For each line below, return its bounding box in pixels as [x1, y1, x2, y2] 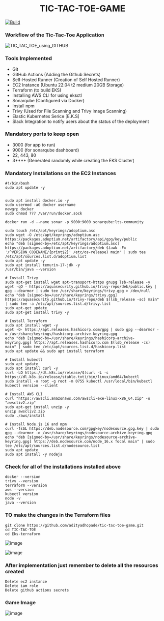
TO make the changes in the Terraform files [5, 512, 111, 519]
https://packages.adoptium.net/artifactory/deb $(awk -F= [5, 245, 126, 251]
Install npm [12, 103, 35, 109]
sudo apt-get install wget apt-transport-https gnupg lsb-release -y [5, 280, 151, 285]
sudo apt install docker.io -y [5, 198, 69, 203]
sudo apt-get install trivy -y [5, 310, 69, 315]
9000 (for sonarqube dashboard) [12, 147, 80, 153]
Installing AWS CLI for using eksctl [12, 92, 82, 98]
